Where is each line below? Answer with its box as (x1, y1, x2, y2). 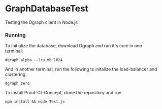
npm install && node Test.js (5, 99, 65, 104)
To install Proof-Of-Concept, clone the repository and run (5, 90, 122, 96)
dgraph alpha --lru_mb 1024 (5, 58, 63, 63)
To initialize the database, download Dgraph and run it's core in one (5, 43, 142, 49)
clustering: (5, 72, 27, 77)
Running (5, 32, 26, 38)
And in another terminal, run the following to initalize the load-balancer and (5, 66, 158, 72)
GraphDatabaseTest (5, 3, 89, 14)
